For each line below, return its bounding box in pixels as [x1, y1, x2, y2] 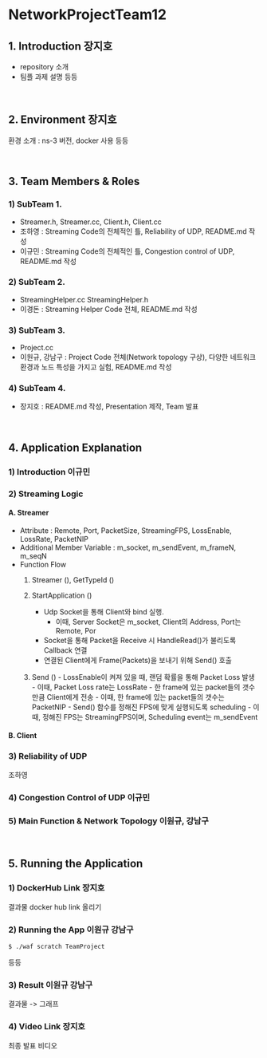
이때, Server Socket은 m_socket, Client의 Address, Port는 [55, 617, 241, 626]
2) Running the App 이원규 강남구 [8, 924, 134, 935]
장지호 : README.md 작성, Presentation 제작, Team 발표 [19, 401, 199, 412]
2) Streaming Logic [8, 488, 84, 499]
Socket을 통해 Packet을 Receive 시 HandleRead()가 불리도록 [43, 635, 237, 645]
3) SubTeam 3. [8, 325, 66, 336]
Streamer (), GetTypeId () [31, 574, 115, 584]
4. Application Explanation [8, 440, 143, 454]
